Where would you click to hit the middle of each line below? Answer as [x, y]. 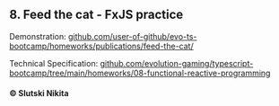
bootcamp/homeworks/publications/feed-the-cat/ [102, 46]
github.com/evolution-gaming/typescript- [177, 63]
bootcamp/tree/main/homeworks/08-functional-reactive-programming [140, 73]
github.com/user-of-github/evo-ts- [132, 36]
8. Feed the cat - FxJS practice [96, 15]
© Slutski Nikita [39, 93]
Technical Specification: [54, 63]
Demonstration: [38, 36]
